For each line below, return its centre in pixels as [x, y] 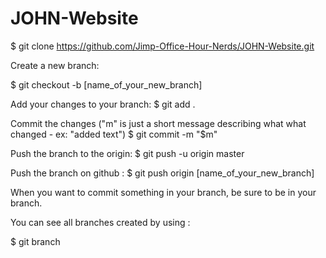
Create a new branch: [55, 65]
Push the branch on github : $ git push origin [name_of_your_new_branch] [162, 173]
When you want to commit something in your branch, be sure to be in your [163, 192]
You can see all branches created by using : [100, 222]
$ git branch [35, 241]
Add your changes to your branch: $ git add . [103, 104]
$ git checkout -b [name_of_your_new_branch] [106, 84]
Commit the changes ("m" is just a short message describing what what [158, 123]
